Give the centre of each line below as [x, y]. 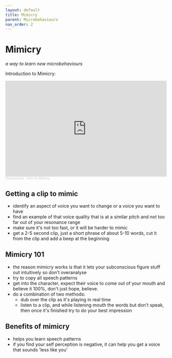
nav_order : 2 [19, 24]
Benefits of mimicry [38, 327]
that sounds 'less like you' [40, 350]
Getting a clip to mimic [42, 194]
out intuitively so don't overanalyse [50, 272]
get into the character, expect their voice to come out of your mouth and [89, 283]
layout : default [23, 10]
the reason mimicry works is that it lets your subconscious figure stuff [86, 267]
